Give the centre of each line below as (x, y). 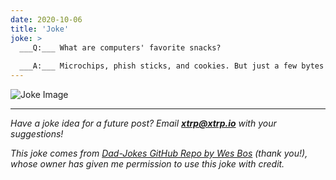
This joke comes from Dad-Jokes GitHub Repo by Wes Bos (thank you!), (159, 153)
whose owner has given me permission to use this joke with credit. (147, 164)
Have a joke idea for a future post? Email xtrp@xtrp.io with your (143, 123)
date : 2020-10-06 (46, 19)
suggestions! (37, 134)
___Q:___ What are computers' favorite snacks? (120, 47)
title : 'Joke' (40, 29)
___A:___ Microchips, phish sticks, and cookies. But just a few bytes (172, 66)
